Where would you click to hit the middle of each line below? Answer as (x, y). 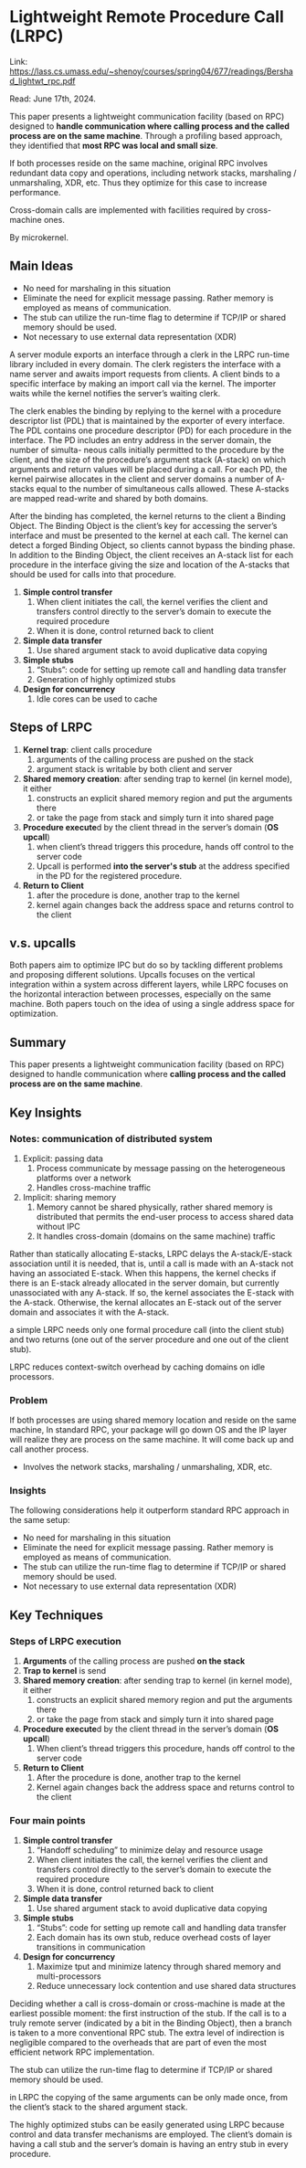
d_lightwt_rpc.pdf (42, 80)
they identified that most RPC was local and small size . (114, 145)
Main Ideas (42, 266)
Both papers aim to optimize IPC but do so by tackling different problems (146, 965)
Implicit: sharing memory (69, 1197)
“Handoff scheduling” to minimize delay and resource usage (149, 1850)
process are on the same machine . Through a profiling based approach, (146, 135)
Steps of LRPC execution (65, 1641)
